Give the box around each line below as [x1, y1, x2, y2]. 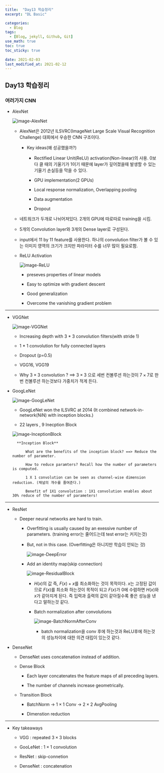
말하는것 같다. [43, 599, 70, 605]
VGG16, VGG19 [19, 362, 50, 368]
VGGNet [12, 314, 29, 320]
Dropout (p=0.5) [19, 352, 52, 358]
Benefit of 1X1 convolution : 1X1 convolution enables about [25, 489, 152, 494]
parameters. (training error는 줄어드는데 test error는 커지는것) [26, 531, 147, 537]
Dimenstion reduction [26, 711, 70, 717]
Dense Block [19, 663, 45, 669]
